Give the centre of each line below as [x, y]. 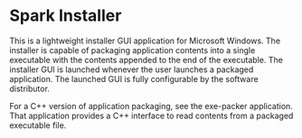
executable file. [38, 125]
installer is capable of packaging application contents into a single [132, 50]
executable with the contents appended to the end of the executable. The [146, 60]
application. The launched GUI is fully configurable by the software [134, 78]
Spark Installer [66, 16]
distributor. [29, 88]
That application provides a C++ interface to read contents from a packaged [151, 115]
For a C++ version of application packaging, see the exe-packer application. [151, 106]
